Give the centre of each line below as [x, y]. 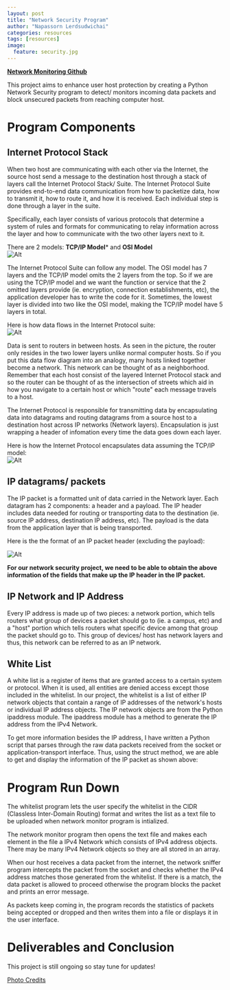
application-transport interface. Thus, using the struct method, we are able [113, 752]
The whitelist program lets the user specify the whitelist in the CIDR [102, 807]
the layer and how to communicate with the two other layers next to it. [106, 233]
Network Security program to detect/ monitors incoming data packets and [112, 92]
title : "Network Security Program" [58, 20]
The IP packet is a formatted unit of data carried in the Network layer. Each [113, 498]
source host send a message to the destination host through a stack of [107, 176]
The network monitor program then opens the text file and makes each [107, 834]
